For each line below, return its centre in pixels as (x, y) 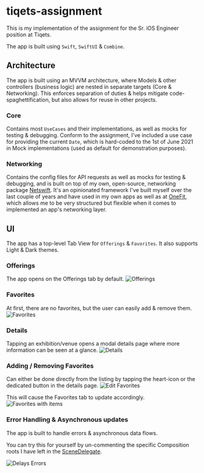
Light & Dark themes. (33, 250)
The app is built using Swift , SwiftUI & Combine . (65, 46)
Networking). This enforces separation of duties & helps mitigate (87, 93)
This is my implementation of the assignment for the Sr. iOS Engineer (93, 28)
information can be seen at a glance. (52, 350)
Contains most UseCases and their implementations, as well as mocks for (97, 129)
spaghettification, (28, 99)
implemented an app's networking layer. (57, 210)
